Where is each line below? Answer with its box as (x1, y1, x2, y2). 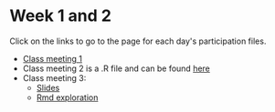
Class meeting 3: (22, 72, 87, 83)
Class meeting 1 (22, 53, 83, 64)
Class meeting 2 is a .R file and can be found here (22, 63, 210, 74)
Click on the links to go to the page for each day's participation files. (9, 36, 267, 46)
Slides (36, 82, 60, 93)
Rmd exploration (36, 92, 99, 103)
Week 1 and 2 (9, 5, 112, 26)
